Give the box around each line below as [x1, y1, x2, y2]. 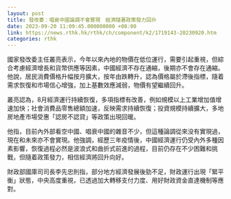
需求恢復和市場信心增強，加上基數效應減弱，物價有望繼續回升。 [7, 81, 188, 89]
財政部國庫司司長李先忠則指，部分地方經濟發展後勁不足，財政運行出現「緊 [7, 167, 218, 176]
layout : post [7, 10, 45, 17]
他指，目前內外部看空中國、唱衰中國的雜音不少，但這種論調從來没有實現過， [7, 128, 224, 136]
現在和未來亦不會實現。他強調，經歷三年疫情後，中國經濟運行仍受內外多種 [7, 136, 218, 144]
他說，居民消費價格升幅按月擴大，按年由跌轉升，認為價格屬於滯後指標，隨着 [7, 73, 224, 81]
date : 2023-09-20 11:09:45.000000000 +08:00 [7, 23, 137, 30]
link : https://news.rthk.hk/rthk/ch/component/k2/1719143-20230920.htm [7, 29, 217, 36]
